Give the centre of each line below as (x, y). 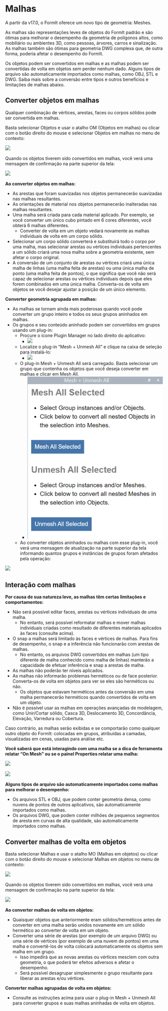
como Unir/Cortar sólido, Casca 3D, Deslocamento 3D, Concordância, (84, 713)
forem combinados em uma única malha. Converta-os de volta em (80, 284)
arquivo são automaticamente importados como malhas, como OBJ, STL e (82, 74)
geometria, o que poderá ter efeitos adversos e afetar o (77, 962)
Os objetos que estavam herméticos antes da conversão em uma (87, 692)
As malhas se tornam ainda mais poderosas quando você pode (77, 308)
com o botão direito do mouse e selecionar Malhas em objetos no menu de (82, 859)
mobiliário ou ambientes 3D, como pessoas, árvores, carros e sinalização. (81, 43)
